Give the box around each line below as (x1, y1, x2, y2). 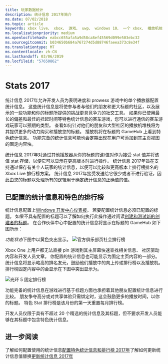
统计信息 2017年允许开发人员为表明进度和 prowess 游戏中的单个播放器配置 (5, 97, 159, 103)
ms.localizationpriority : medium (5, 31, 75, 36)
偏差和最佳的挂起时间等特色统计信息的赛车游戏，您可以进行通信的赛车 (13, 116, 158, 122)
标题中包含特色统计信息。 (18, 316, 71, 322)
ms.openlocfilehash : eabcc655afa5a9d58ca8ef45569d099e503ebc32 (5, 36, 140, 41)
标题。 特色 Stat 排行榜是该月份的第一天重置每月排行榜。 (9, 300, 126, 305)
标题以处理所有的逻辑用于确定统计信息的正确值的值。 (22, 177, 132, 183)
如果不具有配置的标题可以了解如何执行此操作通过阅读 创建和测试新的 (14, 213, 155, 219)
